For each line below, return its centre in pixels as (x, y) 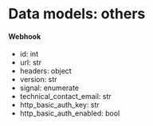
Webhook (25, 36)
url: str (31, 63)
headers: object (45, 71)
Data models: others (77, 14)
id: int (29, 54)
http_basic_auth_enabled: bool (70, 113)
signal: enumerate (49, 88)
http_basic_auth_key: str (59, 105)
